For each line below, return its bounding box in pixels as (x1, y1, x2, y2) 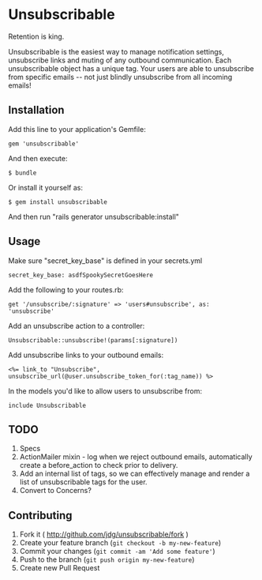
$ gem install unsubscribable (8, 198, 108, 206)
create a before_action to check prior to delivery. (19, 461, 178, 470)
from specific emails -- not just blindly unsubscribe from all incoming (8, 72, 233, 81)
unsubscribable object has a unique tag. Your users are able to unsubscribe (8, 63, 255, 73)
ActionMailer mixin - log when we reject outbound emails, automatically (19, 452, 253, 461)
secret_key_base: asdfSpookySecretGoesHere (8, 271, 154, 279)
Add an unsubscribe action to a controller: (8, 321, 145, 330)
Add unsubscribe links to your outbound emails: (8, 350, 164, 360)
